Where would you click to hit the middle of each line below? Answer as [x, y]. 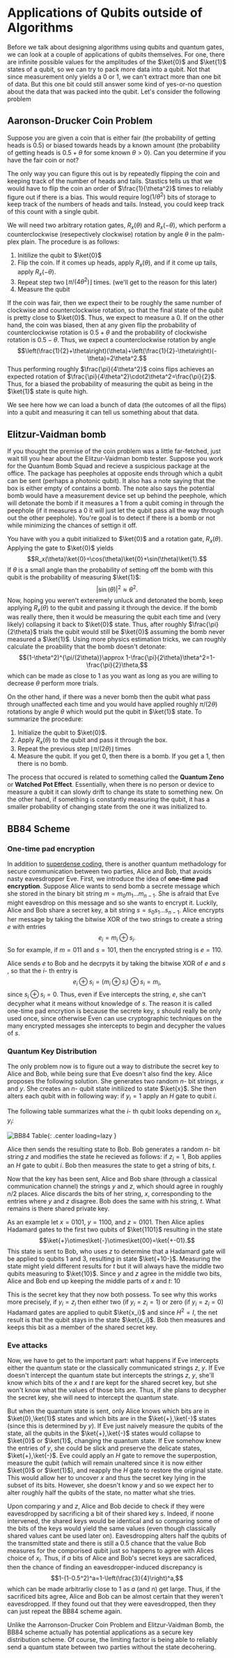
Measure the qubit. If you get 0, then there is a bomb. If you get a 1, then [121, 756]
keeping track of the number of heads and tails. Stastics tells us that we [110, 181]
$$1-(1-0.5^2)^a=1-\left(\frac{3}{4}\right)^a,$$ [117, 1578]
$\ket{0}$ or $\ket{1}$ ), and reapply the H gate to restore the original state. [115, 1470]
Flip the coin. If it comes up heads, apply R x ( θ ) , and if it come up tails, [117, 263]
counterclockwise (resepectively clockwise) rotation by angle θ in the [107, 235]
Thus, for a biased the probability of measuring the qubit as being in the [110, 384]
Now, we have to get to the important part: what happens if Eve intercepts [113, 1361]
